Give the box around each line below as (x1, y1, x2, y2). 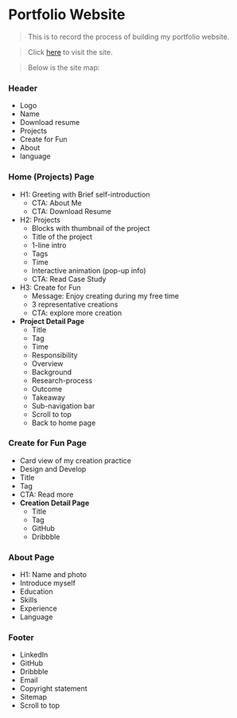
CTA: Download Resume (31, 206, 111, 216)
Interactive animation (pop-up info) (31, 265, 146, 275)
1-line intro (31, 240, 67, 250)
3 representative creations (31, 299, 118, 309)
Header (8, 82, 38, 93)
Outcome (31, 384, 62, 393)
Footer (8, 632, 34, 643)
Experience (19, 603, 57, 614)
